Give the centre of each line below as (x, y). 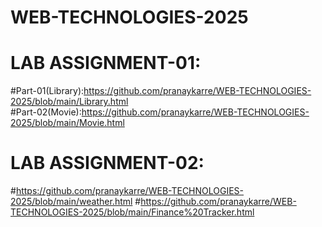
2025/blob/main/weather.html (71, 202)
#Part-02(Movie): (46, 112)
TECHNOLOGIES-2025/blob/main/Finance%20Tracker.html (132, 212)
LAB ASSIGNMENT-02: (107, 163)
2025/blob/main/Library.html (69, 102)
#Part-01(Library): (47, 91)
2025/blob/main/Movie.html (67, 123)
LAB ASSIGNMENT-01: (106, 63)
